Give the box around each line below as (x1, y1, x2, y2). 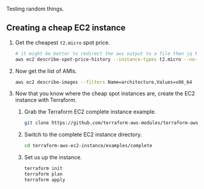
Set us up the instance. (24, 154, 82, 161)
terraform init (24, 165, 63, 172)
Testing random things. (6, 5, 64, 12)
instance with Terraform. (15, 97, 77, 104)
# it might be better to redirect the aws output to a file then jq (15, 50, 192, 57)
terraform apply (24, 176, 66, 183)
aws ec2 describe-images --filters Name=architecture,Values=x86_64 (15, 79, 192, 85)
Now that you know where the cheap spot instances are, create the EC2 (15, 90, 195, 97)
